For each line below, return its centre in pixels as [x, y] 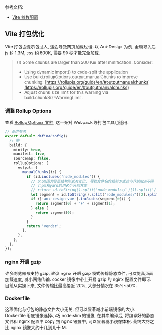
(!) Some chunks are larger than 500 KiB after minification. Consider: [85, 62]
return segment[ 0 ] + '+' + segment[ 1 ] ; [75, 204]
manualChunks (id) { [42, 172]
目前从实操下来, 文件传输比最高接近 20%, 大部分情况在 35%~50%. [71, 286]
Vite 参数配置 [25, 17]
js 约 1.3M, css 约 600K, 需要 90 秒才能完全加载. [53, 53]
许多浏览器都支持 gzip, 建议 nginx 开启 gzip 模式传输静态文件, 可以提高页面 [79, 274]
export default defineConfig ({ [36, 136]
